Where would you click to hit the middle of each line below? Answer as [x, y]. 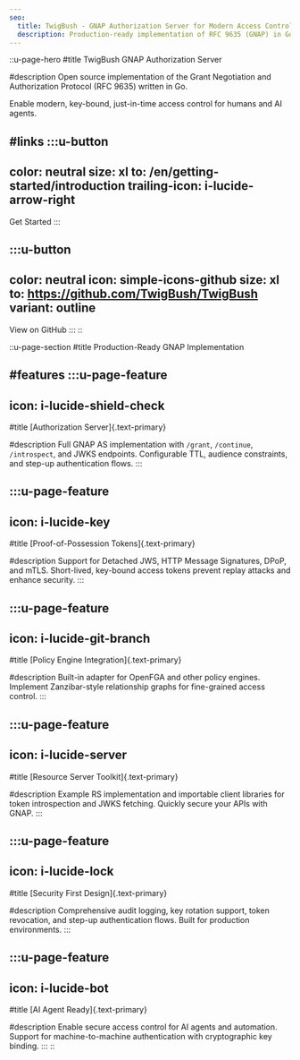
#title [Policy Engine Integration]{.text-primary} [96, 660]
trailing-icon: [165, 186]
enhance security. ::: [47, 580]
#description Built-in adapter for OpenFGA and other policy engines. [135, 678]
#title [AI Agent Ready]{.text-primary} [78, 1009]
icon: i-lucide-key [60, 521]
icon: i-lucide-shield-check [87, 405]
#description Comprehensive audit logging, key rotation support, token [140, 910]
